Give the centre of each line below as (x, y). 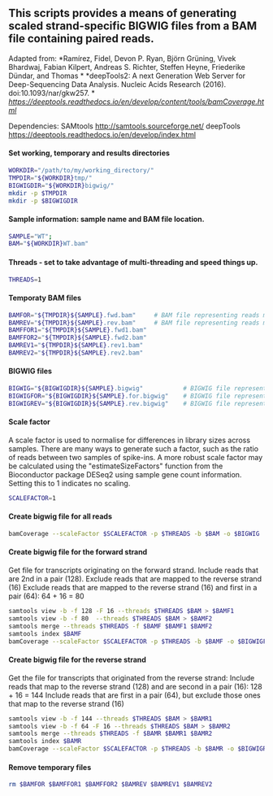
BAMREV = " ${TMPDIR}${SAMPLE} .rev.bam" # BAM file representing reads (134, 323)
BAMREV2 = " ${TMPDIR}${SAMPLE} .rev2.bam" (76, 353)
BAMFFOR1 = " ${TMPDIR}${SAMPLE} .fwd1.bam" (78, 330)
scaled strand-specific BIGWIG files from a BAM (133, 26)
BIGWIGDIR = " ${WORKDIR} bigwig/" (61, 185)
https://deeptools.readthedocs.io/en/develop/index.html (102, 134)
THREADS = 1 (25, 280)
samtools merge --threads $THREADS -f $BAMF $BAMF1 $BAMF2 (110, 626)
